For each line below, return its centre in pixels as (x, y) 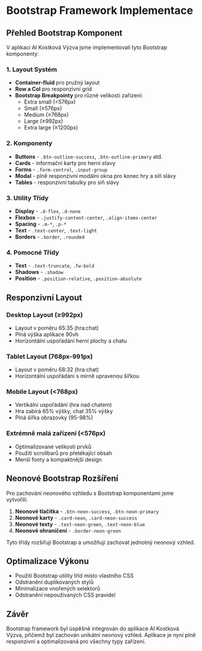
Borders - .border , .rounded (50, 237)
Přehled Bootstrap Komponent (64, 33)
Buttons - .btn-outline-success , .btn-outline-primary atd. (89, 156)
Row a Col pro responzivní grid (53, 89)
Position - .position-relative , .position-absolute (78, 278)
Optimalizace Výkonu (48, 561)
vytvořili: (17, 499)
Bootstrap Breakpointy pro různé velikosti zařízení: (79, 96)
